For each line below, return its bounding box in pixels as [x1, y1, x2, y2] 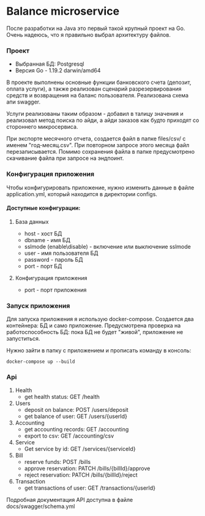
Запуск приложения [6, 302, 70, 310]
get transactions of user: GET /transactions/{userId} [24, 484, 156, 491]
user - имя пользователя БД [24, 249, 99, 257]
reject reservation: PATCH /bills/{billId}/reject [24, 471, 138, 479]
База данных [15, 218, 49, 225]
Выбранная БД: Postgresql [15, 60, 84, 68]
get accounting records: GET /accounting [24, 426, 129, 433]
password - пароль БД [24, 256, 83, 263]
